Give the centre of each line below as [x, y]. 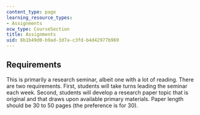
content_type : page [31, 12]
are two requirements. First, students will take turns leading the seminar [97, 86]
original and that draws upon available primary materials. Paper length [95, 99]
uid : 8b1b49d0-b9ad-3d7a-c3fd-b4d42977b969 [63, 40]
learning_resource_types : [39, 18]
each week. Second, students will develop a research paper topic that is [98, 92]
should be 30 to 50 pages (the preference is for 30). [72, 105]
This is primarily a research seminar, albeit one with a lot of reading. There [100, 79]
